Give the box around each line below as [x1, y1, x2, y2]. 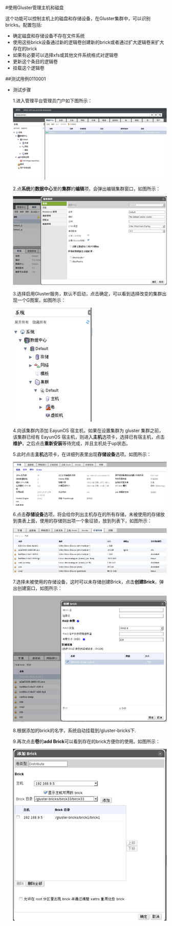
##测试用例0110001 [5, 76, 46, 82]
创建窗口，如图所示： [17, 585, 62, 591]
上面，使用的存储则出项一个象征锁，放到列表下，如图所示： [26, 518, 152, 524]
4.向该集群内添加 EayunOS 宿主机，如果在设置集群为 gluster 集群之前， [12, 427, 164, 433]
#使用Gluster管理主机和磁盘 [5, 5, 64, 10]
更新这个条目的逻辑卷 [12, 59, 58, 64]
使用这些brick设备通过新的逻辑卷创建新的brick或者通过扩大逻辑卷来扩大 [12, 39, 164, 45]
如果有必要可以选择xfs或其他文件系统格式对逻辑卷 [12, 52, 118, 58]
